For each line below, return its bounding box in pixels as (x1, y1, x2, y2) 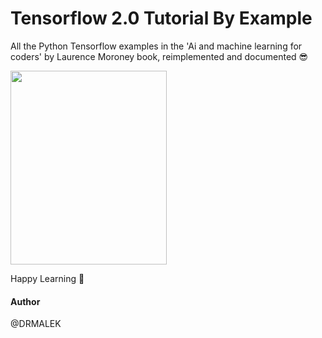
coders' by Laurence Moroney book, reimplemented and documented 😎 (10, 50, 309, 62)
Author (10, 295, 41, 307)
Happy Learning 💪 (10, 272, 85, 284)
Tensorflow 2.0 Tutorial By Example (10, 7, 313, 30)
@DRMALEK (10, 318, 62, 330)
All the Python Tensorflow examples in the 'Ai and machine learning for (10, 40, 303, 52)
